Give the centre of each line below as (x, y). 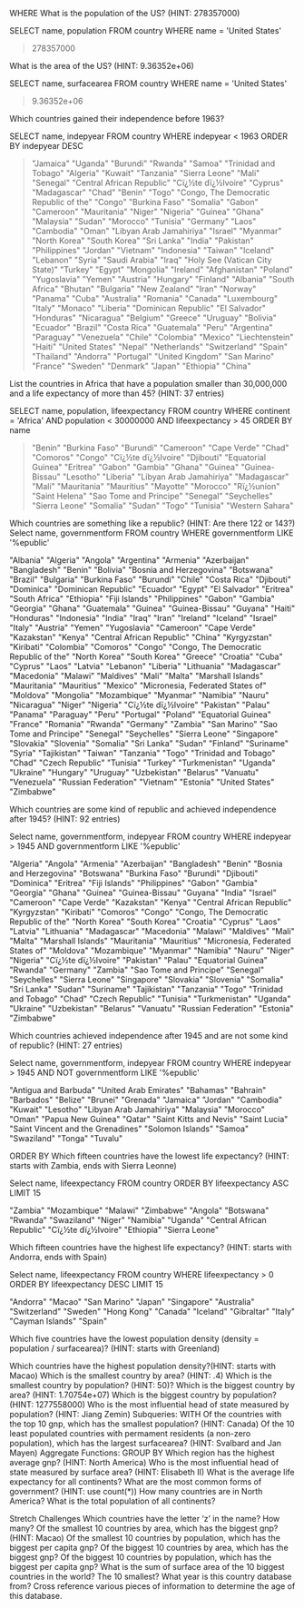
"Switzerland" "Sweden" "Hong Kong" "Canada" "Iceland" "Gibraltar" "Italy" (152, 1312)
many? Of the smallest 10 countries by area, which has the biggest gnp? (144, 1528)
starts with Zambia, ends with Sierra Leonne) (93, 1165)
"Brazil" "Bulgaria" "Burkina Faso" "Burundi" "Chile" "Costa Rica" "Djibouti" (151, 579)
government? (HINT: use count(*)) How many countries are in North (136, 1491)
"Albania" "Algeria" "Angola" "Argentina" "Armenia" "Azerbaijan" (129, 560)
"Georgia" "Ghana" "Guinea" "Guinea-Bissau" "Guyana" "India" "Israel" (143, 893)
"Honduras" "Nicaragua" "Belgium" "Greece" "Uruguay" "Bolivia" (154, 318)
